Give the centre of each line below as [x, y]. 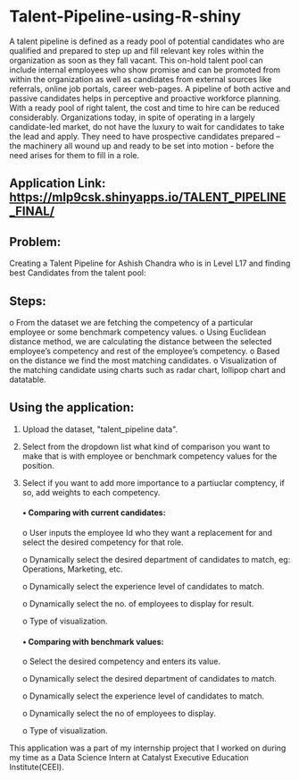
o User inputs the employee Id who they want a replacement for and [147, 532]
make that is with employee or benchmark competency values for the [149, 456]
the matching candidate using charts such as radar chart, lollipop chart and [147, 369]
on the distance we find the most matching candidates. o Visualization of [143, 360]
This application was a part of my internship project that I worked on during [148, 748]
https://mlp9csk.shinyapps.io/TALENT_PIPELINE [148, 197]
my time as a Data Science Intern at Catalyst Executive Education [129, 758]
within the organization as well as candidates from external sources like [141, 79]
